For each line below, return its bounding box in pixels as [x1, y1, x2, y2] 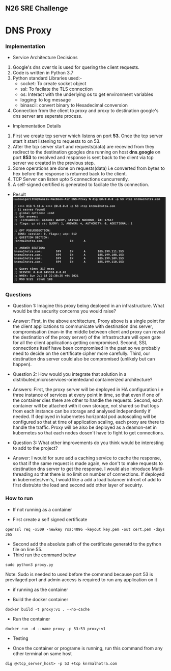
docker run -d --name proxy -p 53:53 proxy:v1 [5, 626, 106, 631]
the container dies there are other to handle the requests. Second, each [12, 397, 163, 403]
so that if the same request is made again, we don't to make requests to [12, 460, 163, 467]
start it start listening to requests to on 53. [12, 138, 101, 144]
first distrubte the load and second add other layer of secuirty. [12, 482, 144, 488]
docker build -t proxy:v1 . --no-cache [5, 607, 90, 612]
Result [12, 191, 26, 197]
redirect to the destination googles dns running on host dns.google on [12, 149, 161, 155]
